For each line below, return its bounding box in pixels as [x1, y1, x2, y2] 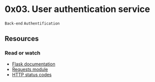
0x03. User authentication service [4, 3, 150, 15]
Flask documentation [11, 61, 55, 67]
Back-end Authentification [4, 21, 60, 26]
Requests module [11, 66, 48, 72]
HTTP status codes [11, 71, 52, 77]
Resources [4, 34, 39, 43]
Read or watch [4, 49, 40, 56]
